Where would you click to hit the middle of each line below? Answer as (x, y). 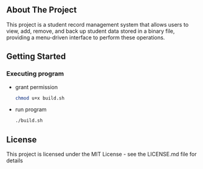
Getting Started (36, 57)
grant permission (36, 87)
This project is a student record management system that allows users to (98, 24)
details (15, 161)
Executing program (35, 74)
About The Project (42, 10)
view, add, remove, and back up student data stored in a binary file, (91, 31)
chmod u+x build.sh (40, 98)
